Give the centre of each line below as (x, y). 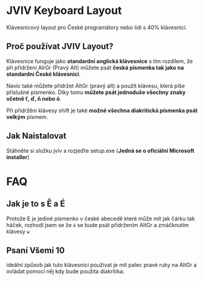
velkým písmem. (27, 117)
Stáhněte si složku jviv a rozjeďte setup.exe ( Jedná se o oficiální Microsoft (100, 151)
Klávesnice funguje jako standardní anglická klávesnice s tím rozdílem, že (100, 61)
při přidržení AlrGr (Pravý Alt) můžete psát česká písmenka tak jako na (95, 67)
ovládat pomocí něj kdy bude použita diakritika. (65, 271)
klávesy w (18, 231)
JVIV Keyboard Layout (64, 11)
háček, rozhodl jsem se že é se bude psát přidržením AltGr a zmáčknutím (98, 225)
